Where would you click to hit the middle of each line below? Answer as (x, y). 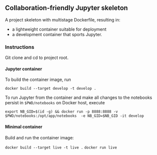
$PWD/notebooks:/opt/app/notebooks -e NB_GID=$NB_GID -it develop (75, 116)
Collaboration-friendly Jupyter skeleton (67, 8)
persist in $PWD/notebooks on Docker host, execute (55, 103)
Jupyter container (24, 69)
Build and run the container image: (39, 137)
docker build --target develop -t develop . (51, 89)
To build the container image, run (38, 79)
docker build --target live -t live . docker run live (61, 147)
